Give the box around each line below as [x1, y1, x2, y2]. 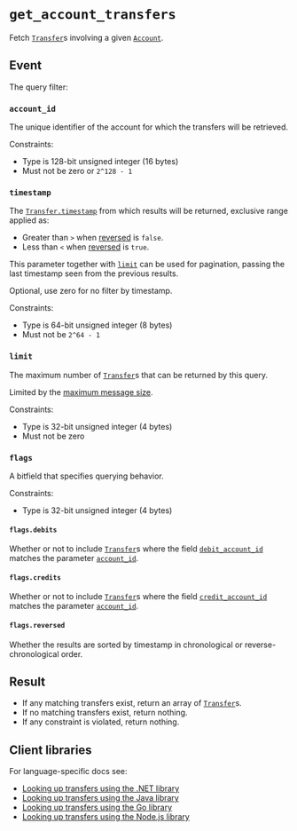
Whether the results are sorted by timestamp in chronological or [9, 639, 243, 650]
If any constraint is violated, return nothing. [21, 716, 180, 727]
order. [60, 648, 83, 659]
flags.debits [9, 526, 58, 534]
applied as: [9, 215, 50, 226]
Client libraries [9, 742, 92, 757]
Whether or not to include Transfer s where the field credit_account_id [9, 591, 268, 602]
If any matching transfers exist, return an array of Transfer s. [21, 698, 242, 708]
